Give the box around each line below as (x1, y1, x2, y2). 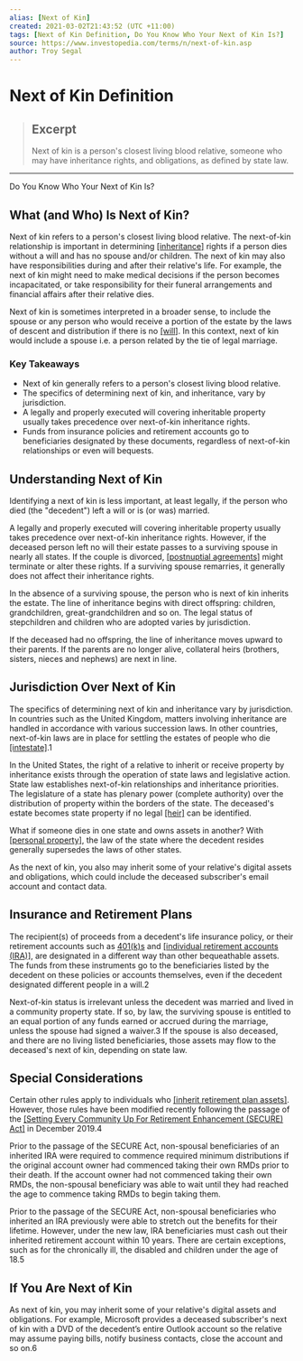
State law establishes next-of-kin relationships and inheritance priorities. (9, 778, 280, 789)
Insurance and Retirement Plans (9, 907, 193, 922)
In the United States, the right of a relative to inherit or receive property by (9, 760, 285, 770)
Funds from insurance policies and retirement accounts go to (22, 426, 250, 437)
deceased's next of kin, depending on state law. (9, 1044, 188, 1055)
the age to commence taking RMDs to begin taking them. (9, 1189, 221, 1199)
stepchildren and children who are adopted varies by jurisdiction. (9, 617, 251, 628)
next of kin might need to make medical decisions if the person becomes (9, 269, 280, 280)
